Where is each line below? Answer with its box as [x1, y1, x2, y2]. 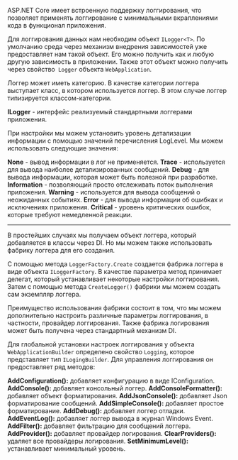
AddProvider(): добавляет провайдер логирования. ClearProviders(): [7, 429, 217, 437]
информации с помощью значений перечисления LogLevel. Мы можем [7, 136, 223, 145]
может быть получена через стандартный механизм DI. [7, 327, 177, 334]
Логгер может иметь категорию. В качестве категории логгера [7, 79, 200, 87]
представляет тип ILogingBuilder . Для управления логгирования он [7, 355, 214, 363]
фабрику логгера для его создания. [7, 246, 115, 254]
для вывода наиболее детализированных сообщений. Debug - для [7, 165, 210, 173]
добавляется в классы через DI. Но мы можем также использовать [7, 239, 212, 247]
